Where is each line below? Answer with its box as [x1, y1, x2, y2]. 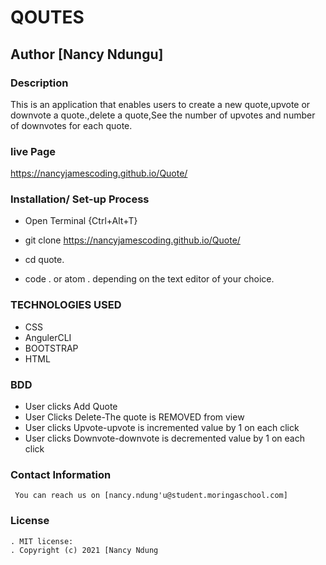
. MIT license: [10, 536, 74, 546]
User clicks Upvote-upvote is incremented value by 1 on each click [24, 422, 300, 434]
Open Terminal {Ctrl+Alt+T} [24, 215, 138, 227]
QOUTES [10, 6, 85, 29]
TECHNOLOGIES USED [10, 298, 122, 312]
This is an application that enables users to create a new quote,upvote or [10, 98, 311, 110]
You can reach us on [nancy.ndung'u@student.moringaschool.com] [14, 491, 288, 501]
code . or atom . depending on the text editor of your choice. [24, 273, 275, 285]
